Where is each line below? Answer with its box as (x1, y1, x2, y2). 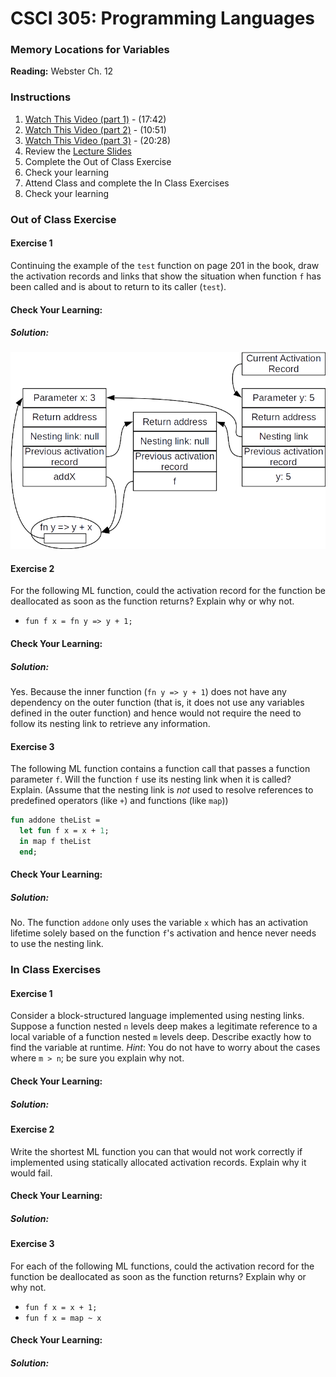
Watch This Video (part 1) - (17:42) (24, 113, 167, 125)
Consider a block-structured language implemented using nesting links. (10, 1010, 305, 1022)
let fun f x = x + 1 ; (19, 826, 110, 836)
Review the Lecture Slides (24, 145, 132, 157)
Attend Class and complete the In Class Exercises (24, 177, 230, 189)
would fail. (10, 1167, 53, 1179)
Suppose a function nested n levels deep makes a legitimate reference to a (10, 1020, 318, 1032)
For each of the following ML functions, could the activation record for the (10, 1260, 315, 1272)
